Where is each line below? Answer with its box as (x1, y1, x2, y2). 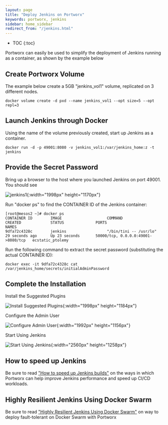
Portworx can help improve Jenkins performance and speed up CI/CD (5, 376, 150, 382)
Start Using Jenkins (5, 332, 46, 338)
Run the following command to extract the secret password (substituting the (5, 246, 163, 252)
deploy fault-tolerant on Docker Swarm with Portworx (5, 414, 117, 420)
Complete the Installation (5, 280, 86, 288)
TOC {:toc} (12, 40, 35, 46)
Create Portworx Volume (5, 70, 85, 78)
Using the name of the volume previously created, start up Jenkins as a (5, 130, 154, 136)
